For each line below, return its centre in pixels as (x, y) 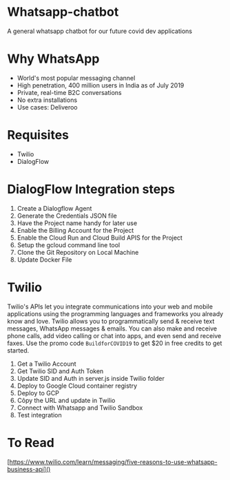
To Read (31, 442)
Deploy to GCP (38, 393)
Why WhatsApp (53, 59)
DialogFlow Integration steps (91, 189)
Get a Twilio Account (47, 364)
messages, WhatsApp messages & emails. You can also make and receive (112, 328)
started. (18, 350)
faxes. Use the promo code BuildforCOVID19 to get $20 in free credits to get (115, 343)
